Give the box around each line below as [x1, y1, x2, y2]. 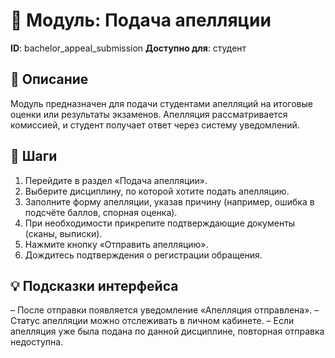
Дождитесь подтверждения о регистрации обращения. [24, 249, 263, 261]
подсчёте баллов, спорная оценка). [24, 206, 178, 218]
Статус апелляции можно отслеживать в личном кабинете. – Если [10, 315, 295, 327]
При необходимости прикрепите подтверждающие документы [24, 217, 296, 229]
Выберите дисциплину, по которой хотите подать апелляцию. [24, 185, 290, 197]
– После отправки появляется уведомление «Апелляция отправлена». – [10, 304, 320, 316]
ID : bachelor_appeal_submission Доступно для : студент [10, 42, 247, 54]
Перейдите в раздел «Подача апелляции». [24, 174, 208, 186]
